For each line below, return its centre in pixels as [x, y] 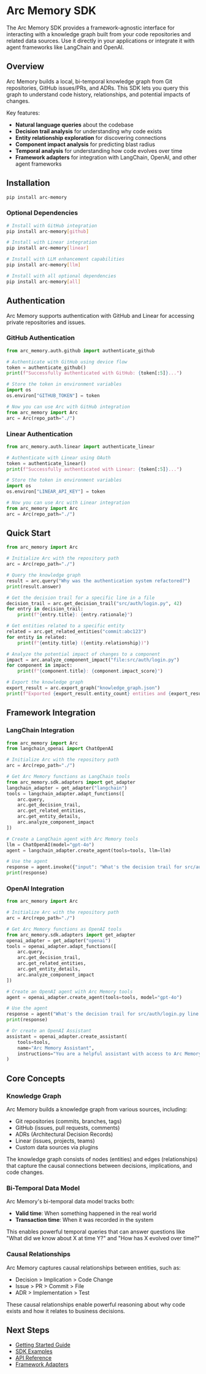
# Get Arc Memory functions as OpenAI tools [64, 929]
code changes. [25, 1172]
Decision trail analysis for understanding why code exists [89, 131]
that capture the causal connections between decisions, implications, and [99, 1166]
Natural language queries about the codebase [74, 125]
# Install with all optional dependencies [61, 276]
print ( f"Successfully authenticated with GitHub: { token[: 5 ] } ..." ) [94, 373]
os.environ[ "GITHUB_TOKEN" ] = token [53, 396]
